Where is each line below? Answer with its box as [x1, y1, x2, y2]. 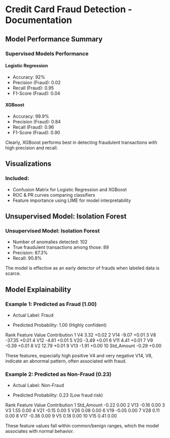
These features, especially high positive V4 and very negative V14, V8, [5, 352, 153, 358]
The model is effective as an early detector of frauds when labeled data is [5, 265, 160, 271]
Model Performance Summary [5, 35, 103, 43]
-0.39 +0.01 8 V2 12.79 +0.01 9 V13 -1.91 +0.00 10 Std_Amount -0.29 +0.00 [5, 343, 162, 349]
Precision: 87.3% [12, 250, 48, 256]
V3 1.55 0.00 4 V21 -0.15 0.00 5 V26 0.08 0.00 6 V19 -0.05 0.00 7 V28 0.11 [5, 407, 160, 414]
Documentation [5, 14, 73, 26]
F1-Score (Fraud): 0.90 [12, 129, 60, 136]
